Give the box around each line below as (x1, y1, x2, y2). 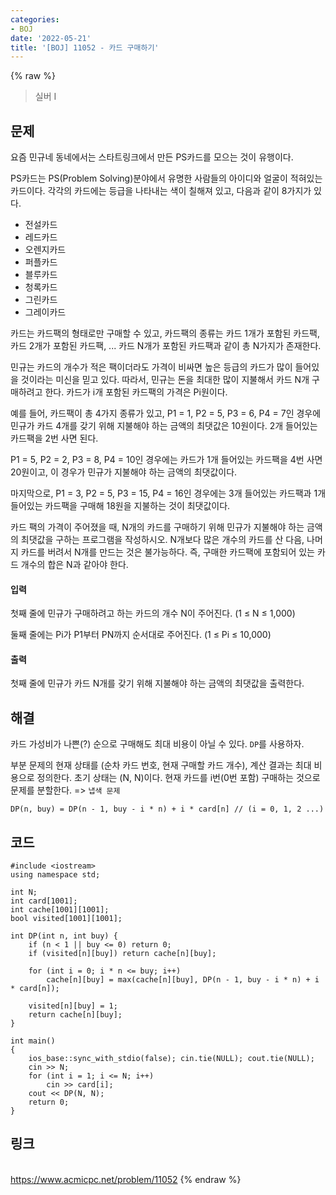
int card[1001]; (10, 896, 78, 906)
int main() (10, 1036, 56, 1046)
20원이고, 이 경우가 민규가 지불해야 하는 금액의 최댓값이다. (10, 466, 238, 478)
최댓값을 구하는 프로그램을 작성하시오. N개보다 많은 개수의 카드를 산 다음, (20, 534, 305, 546)
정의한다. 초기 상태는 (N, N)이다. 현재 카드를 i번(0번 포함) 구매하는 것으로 (36, 772, 321, 784)
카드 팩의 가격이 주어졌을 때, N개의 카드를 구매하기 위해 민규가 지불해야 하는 (10, 521, 305, 533)
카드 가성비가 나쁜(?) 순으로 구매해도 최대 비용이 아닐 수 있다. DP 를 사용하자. (10, 738, 305, 750)
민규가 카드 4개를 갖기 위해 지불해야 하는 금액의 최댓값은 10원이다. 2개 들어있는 (10, 420, 318, 432)
